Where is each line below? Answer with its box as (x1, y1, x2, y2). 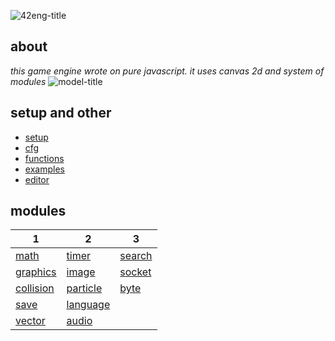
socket (119, 265, 152, 279)
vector (15, 314, 46, 328)
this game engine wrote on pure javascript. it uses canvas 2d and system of (10, 65, 325, 77)
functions (24, 152, 65, 164)
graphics (15, 265, 57, 279)
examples (24, 163, 65, 175)
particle (66, 281, 103, 295)
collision (15, 281, 55, 295)
